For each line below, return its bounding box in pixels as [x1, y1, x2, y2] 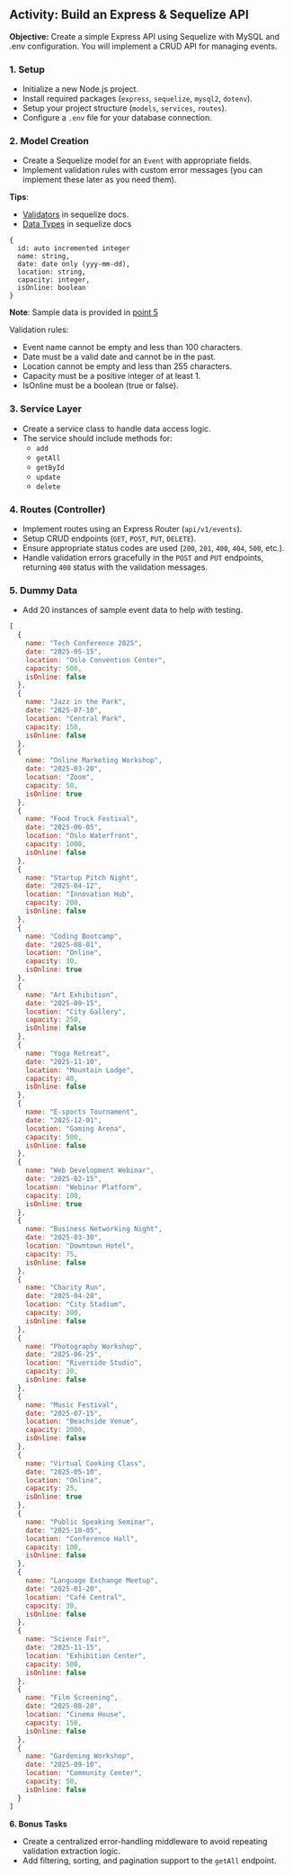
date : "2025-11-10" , [25, 1057, 102, 1066]
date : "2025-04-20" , [25, 1292, 102, 1301]
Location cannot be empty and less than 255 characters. [22, 361, 232, 372]
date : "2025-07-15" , [25, 1409, 102, 1418]
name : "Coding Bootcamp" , [25, 932, 123, 941]
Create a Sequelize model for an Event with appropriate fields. [22, 155, 253, 166]
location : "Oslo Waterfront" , [25, 832, 139, 841]
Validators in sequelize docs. [22, 209, 129, 220]
